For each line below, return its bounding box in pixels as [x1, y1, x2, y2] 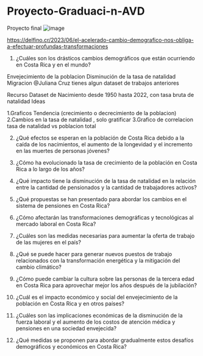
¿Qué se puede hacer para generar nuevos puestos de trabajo [15, 250, 173, 257]
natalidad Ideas [7, 98, 46, 105]
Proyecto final [7, 24, 42, 32]
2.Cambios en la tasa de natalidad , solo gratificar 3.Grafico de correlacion [7, 116, 194, 123]
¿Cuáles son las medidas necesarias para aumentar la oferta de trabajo [15, 232, 195, 239]
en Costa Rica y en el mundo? [15, 61, 91, 68]
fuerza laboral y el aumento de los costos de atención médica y [15, 318, 176, 326]
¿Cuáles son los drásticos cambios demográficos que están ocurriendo [15, 54, 196, 62]
